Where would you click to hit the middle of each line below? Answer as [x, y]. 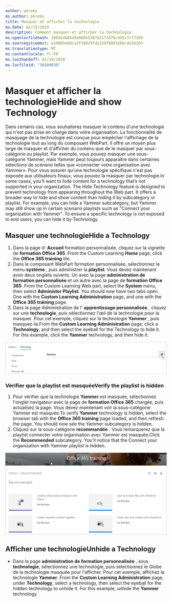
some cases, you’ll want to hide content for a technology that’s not [76, 181]
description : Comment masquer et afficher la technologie [68, 33]
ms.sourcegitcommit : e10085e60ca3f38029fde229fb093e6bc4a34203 [74, 44]
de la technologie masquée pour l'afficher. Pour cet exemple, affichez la [89, 572]
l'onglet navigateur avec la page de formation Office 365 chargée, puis [88, 402]
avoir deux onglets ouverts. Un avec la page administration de [79, 275]
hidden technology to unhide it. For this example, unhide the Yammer [86, 589]
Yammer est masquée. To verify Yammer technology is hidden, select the [90, 413]
